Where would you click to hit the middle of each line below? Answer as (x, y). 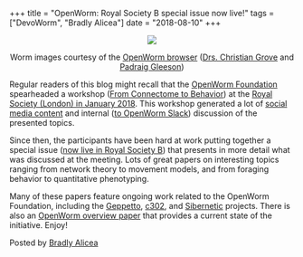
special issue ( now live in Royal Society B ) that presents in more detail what (150, 150)
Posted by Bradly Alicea (54, 243)
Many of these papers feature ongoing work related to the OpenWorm (139, 196)
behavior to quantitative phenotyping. (79, 179)
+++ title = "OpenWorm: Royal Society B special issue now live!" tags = (142, 13)
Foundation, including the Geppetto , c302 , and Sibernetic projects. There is (150, 206)
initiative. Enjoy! (38, 225)
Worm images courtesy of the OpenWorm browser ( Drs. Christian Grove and (152, 57)
